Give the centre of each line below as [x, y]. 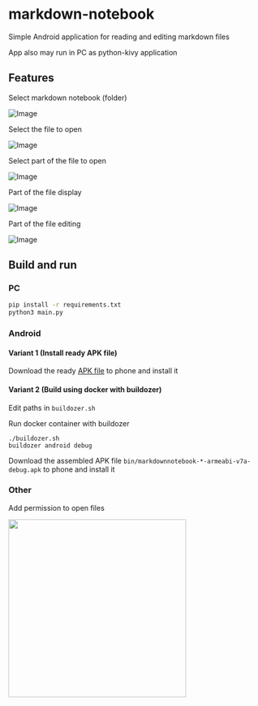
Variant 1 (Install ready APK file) [63, 353]
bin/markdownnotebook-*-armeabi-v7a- [187, 461]
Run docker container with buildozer [69, 423]
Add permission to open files [57, 508]
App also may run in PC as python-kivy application [93, 52]
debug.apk [25, 470]
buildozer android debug [50, 445]
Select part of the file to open [58, 160]
